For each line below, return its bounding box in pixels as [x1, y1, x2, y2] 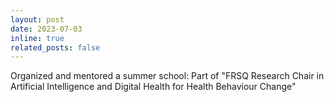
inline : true [10, 33, 65, 43]
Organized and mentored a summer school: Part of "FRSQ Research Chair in [10, 70, 325, 82]
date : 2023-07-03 [10, 24, 83, 34]
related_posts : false [10, 42, 101, 53]
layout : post [10, 14, 65, 25]
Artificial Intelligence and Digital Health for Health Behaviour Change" [10, 81, 297, 93]
